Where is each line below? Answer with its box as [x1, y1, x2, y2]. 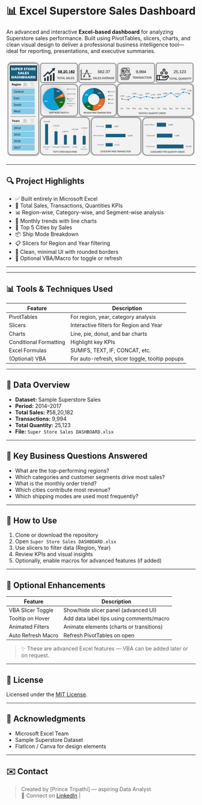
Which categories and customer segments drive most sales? [14, 473, 165, 481]
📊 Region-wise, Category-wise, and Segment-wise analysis [14, 208, 164, 216]
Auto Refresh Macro [8, 632, 59, 639]
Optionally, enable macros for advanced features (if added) [14, 557, 162, 564]
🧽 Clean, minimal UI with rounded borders [14, 248, 119, 255]
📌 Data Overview [6, 380, 70, 390]
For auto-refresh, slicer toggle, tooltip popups [70, 355, 184, 362]
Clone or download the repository [14, 531, 99, 538]
